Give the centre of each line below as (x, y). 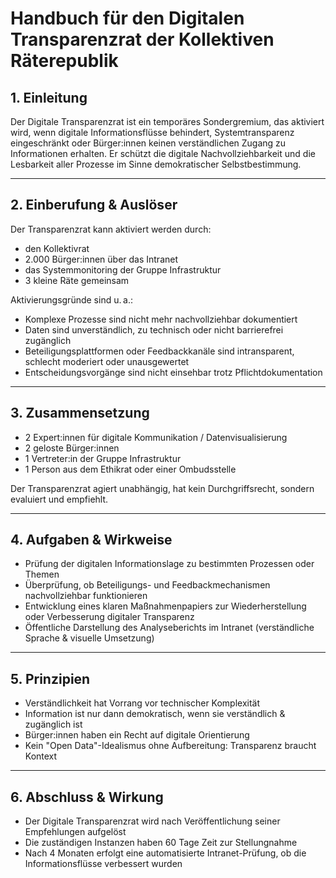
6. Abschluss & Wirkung (87, 797)
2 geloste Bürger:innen (72, 448)
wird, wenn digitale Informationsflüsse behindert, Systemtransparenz (152, 132)
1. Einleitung (49, 97)
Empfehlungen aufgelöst (75, 832)
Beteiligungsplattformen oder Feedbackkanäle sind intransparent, (159, 351)
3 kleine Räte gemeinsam (77, 280)
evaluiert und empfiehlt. (59, 499)
